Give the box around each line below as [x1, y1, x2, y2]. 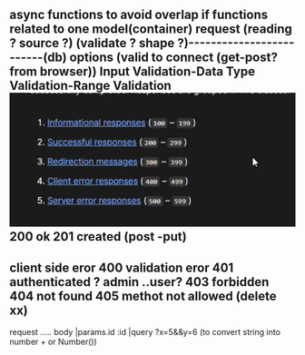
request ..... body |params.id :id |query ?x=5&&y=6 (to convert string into [9, 327, 281, 338]
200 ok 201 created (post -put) [9, 229, 188, 244]
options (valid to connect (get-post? [69, 50, 279, 65]
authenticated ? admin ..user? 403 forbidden [9, 274, 270, 290]
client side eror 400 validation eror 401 [9, 260, 234, 275]
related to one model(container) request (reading [9, 22, 293, 37]
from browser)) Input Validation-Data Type [9, 64, 256, 80]
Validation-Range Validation [9, 78, 172, 94]
